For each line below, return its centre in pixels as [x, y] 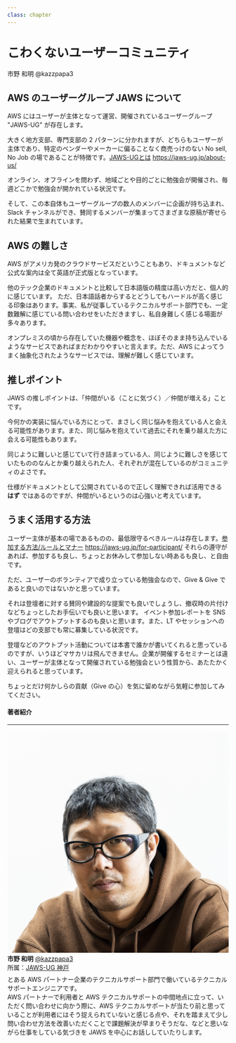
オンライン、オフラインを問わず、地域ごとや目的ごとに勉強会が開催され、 [115, 180]
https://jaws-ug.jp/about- [189, 158]
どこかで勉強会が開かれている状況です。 [71, 189]
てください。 [26, 695]
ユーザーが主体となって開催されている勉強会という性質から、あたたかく [124, 662]
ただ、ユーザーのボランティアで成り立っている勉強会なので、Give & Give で [117, 579]
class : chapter [29, 15]
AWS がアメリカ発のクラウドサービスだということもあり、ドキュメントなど [117, 264]
